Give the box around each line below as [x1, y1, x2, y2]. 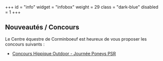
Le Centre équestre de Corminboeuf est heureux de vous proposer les [5, 36, 147, 42]
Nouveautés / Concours [5, 23, 80, 31]
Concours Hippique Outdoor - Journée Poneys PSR [12, 50, 116, 56]
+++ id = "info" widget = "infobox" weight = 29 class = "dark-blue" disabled [5, 4, 159, 10]
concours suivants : [5, 41, 45, 47]
